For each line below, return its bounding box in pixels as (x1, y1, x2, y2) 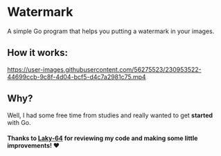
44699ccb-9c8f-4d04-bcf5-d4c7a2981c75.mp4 (7, 72, 147, 81)
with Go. (7, 118, 31, 126)
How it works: (7, 47, 68, 59)
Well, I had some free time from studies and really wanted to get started (7, 111, 213, 119)
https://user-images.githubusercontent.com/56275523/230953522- (7, 65, 202, 73)
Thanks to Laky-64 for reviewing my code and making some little (7, 134, 198, 142)
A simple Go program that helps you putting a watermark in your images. (7, 27, 215, 35)
